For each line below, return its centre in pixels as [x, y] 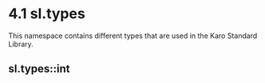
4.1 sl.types [47, 14]
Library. [21, 43]
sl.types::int [39, 69]
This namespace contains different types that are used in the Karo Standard [133, 36]
